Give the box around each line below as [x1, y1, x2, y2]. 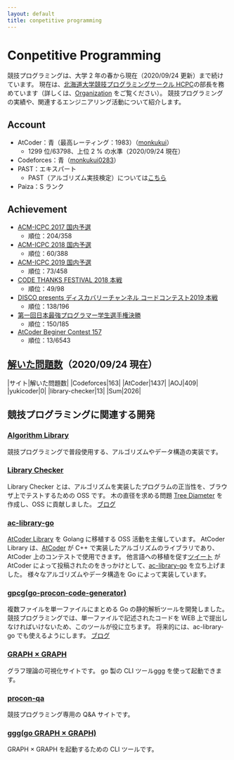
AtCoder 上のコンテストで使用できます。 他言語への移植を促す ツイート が [7, 553, 221, 561]
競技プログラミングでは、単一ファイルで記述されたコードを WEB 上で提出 [7, 614, 222, 623]
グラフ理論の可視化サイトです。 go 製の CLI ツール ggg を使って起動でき [7, 666, 216, 675]
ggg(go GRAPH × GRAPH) [7, 728, 97, 737]
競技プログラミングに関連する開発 [7, 409, 155, 421]
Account [7, 118, 46, 130]
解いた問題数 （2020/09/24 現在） [7, 359, 157, 371]
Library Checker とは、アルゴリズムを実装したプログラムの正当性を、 [7, 482, 209, 491]
